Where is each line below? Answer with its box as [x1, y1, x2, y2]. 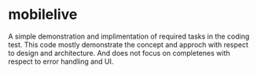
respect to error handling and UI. [8, 57, 114, 66]
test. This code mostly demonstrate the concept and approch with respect [8, 39, 249, 49]
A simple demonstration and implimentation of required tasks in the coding [8, 31, 250, 41]
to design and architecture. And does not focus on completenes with [8, 48, 230, 57]
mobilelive [8, 6, 78, 24]
